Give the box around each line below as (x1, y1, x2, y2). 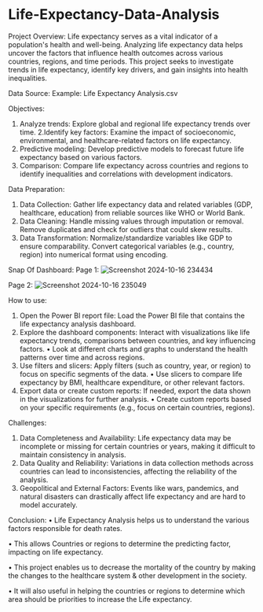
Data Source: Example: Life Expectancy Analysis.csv (8, 88, 178, 98)
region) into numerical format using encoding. (19, 249, 169, 259)
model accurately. (19, 500, 79, 509)
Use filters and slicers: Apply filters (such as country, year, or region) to (19, 360, 251, 371)
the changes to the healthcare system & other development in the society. (8, 570, 247, 580)
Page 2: (8, 280, 34, 289)
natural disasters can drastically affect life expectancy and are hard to (19, 492, 246, 501)
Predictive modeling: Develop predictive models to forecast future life (19, 144, 245, 153)
